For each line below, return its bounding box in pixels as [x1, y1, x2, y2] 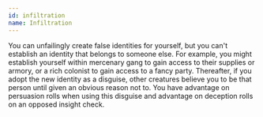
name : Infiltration [8, 19, 73, 27]
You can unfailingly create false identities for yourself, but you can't [8, 40, 228, 50]
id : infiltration [8, 11, 66, 20]
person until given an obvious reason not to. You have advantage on [8, 82, 230, 92]
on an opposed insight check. [8, 100, 105, 109]
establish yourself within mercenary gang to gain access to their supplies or [8, 57, 255, 67]
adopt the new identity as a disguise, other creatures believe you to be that [8, 74, 252, 84]
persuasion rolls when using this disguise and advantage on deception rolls [8, 91, 254, 100]
